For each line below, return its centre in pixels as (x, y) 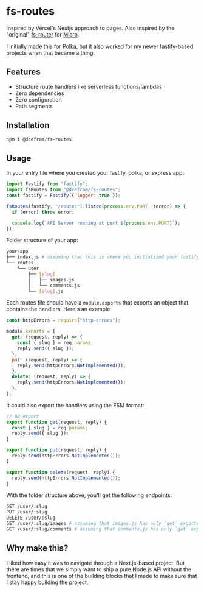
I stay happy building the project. (47, 582)
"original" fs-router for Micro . (43, 34)
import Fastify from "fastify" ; (47, 184)
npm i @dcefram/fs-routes (39, 139)
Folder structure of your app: (42, 240)
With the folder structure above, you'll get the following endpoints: (89, 495)
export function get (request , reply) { (57, 422)
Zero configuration (39, 99)
